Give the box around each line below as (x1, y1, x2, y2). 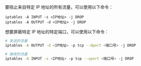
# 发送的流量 (5, 39, 28, 43)
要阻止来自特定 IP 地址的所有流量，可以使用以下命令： (5, 4, 113, 10)
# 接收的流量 (5, 52, 28, 56)
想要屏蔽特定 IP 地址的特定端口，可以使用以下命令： (5, 29, 109, 35)
